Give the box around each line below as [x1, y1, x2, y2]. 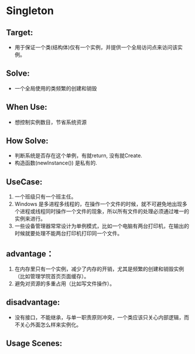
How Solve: [6, 136, 49, 146]
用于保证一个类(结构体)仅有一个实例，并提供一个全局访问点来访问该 [14, 44, 178, 50]
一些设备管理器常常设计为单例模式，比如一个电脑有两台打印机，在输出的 [14, 222, 189, 230]
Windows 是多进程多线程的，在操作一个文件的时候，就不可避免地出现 [14, 201, 183, 208]
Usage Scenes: [6, 339, 63, 349]
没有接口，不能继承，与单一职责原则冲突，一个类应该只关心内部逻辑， [14, 313, 184, 321]
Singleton [6, 4, 54, 18]
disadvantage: [6, 298, 60, 308]
